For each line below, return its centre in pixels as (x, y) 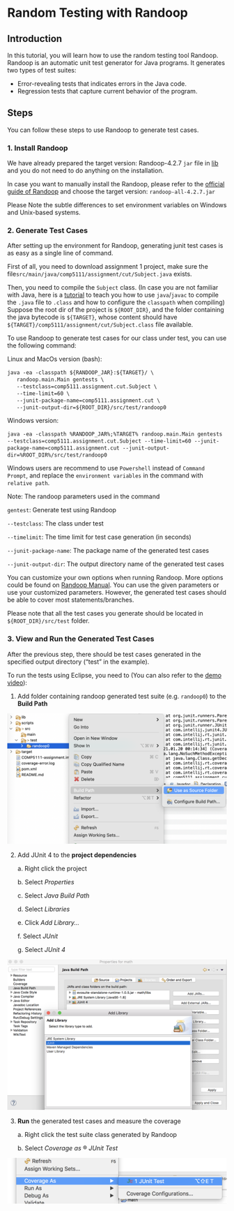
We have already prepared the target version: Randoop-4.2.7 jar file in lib (113, 163)
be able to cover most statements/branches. (71, 600)
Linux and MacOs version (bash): (55, 359)
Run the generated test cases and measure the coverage (99, 1121)
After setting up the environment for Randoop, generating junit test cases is (115, 246)
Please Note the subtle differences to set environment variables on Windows (117, 205)
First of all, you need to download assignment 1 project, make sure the (108, 267)
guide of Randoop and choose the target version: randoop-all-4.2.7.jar (111, 192)
